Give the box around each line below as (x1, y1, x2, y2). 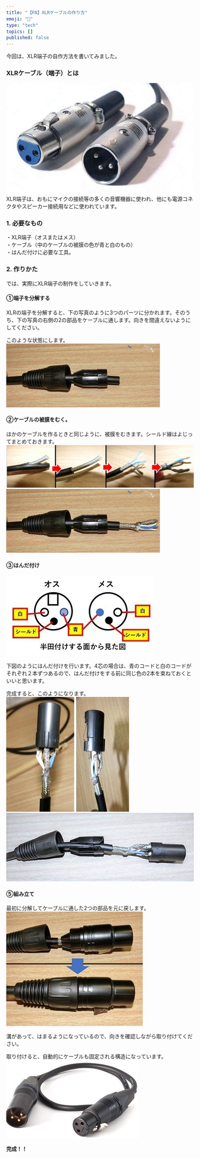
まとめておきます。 (11, 438, 58, 445)
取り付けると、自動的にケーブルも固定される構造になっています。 (6, 1053, 167, 1060)
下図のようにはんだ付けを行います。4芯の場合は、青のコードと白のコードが (6, 662, 192, 670)
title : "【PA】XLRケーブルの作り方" (6, 10, 88, 16)
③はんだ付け (6, 561, 40, 569)
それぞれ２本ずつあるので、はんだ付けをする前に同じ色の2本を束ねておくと (6, 670, 192, 677)
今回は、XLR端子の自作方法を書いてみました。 (6, 52, 121, 60)
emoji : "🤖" (6, 16, 33, 22)
